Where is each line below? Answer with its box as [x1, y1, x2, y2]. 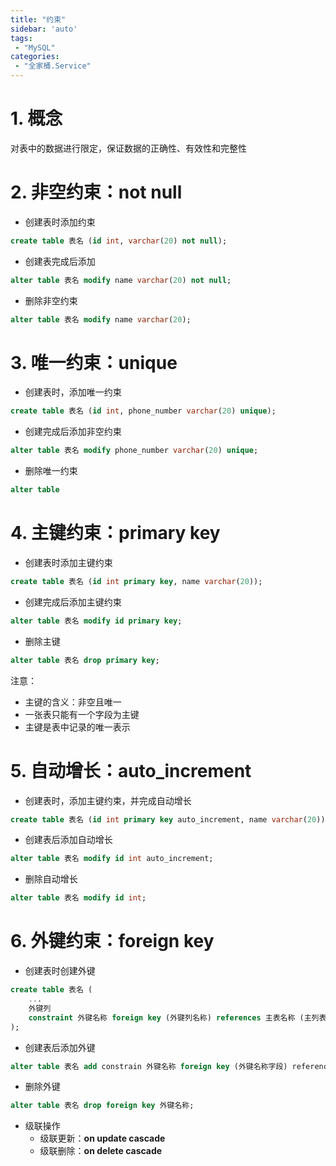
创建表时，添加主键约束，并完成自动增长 [24, 794, 192, 806]
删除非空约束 [24, 294, 78, 306]
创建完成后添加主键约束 [24, 596, 122, 608]
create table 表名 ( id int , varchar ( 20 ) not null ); [10, 236, 228, 246]
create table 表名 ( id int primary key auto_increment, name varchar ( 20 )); [10, 814, 330, 825]
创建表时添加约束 [24, 216, 96, 228]
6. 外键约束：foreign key [10, 930, 215, 953]
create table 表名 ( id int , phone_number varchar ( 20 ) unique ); [10, 406, 277, 416]
